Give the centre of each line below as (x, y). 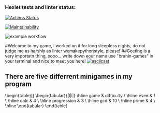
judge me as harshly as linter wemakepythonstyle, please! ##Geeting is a (78, 51)
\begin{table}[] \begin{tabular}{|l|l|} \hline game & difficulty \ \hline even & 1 (80, 96)
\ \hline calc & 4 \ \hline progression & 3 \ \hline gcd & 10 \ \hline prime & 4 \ (80, 101)
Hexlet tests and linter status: (40, 7)
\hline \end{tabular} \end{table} (36, 106)
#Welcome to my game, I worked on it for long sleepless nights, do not (75, 46)
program (18, 84)
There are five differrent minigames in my (69, 76)
